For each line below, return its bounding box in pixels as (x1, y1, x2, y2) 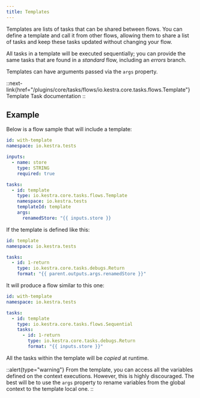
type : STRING (17, 165, 50, 171)
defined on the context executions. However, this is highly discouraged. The (6, 372, 195, 379)
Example (6, 110, 40, 120)
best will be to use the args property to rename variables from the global (6, 379, 186, 386)
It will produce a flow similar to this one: (6, 282, 105, 289)
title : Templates (6, 8, 50, 15)
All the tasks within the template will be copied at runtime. (6, 354, 149, 361)
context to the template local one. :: (6, 385, 94, 392)
